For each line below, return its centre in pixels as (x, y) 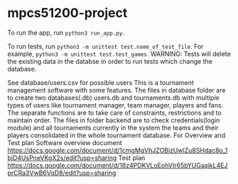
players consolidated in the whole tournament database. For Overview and (117, 135)
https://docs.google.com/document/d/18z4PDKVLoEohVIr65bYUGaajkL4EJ (118, 165)
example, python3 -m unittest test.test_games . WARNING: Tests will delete (119, 54)
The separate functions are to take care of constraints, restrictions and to (114, 113)
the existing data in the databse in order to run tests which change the (110, 61)
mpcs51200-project (67, 13)
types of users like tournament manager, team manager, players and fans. (115, 105)
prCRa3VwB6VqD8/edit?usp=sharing (62, 173)
